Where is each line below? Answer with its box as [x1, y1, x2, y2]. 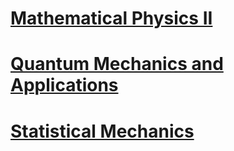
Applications [10, 74, 119, 97]
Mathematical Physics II [10, 7, 213, 30]
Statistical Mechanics [10, 120, 195, 142]
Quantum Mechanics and [10, 53, 224, 76]
